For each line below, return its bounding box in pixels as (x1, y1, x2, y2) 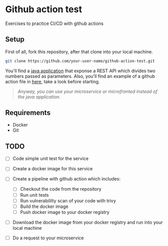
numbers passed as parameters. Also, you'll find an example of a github (5, 73, 155, 79)
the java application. (17, 94, 61, 100)
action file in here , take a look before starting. (5, 78, 100, 84)
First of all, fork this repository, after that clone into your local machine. (5, 48, 153, 54)
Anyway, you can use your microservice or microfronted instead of (17, 88, 158, 95)
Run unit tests (20, 192, 49, 198)
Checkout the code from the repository (20, 186, 102, 192)
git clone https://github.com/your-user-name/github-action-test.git (5, 58, 155, 64)
